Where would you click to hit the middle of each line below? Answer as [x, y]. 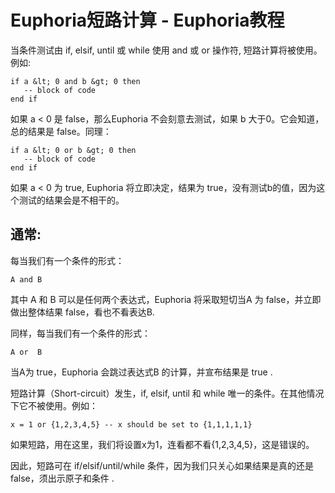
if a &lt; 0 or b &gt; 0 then [73, 150]
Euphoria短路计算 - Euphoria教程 [147, 20]
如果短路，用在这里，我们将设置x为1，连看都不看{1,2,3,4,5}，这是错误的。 [162, 444]
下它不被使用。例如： [54, 405]
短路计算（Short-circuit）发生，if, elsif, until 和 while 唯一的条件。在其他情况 [167, 393]
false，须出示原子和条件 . [62, 478]
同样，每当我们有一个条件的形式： [80, 333]
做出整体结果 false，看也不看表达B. [82, 312]
